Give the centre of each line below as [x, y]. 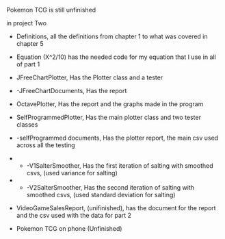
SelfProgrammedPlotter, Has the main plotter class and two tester [108, 117]
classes [27, 125]
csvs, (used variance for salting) [72, 173]
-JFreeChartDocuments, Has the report [71, 91]
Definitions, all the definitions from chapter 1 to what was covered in [112, 36]
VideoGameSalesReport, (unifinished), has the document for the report [116, 208]
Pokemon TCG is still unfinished [51, 10]
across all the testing [46, 145]
